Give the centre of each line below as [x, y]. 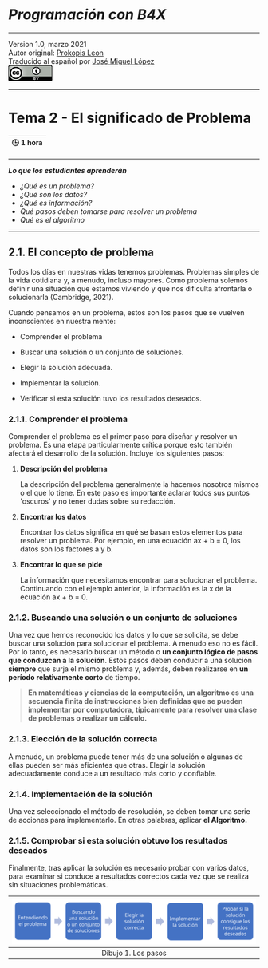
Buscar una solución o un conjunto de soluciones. [102, 352]
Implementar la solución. [60, 383]
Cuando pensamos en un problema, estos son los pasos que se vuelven [126, 312]
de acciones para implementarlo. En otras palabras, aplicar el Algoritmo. [128, 820]
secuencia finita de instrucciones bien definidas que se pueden [135, 701]
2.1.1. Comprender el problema [68, 419]
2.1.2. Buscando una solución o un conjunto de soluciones [123, 618]
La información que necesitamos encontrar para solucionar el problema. [138, 579]
